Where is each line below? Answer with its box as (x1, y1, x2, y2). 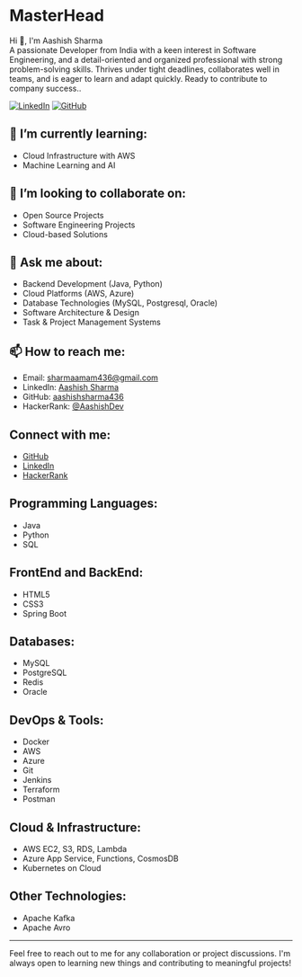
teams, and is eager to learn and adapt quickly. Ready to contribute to (9, 73, 268, 84)
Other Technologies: (9, 889, 128, 904)
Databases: (9, 635, 75, 650)
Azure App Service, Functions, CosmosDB (22, 853, 180, 864)
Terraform (22, 784, 60, 795)
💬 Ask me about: (9, 254, 103, 270)
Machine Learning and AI (22, 159, 116, 171)
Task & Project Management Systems (22, 316, 162, 328)
